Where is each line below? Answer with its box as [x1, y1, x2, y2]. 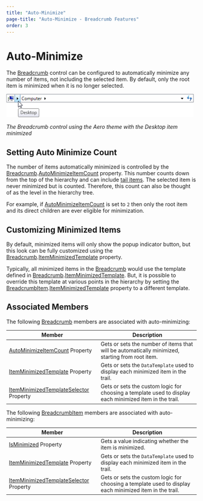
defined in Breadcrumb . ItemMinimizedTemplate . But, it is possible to [6, 271, 176, 279]
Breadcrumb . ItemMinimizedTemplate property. [6, 253, 123, 260]
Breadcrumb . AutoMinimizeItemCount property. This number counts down [6, 170, 189, 177]
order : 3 [6, 22, 28, 28]
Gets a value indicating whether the [100, 438, 189, 445]
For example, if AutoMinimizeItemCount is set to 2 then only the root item [6, 201, 188, 208]
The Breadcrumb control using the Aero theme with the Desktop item [6, 123, 178, 131]
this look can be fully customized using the [6, 247, 113, 254]
